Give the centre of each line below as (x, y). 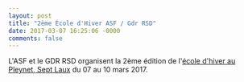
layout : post (30, 16)
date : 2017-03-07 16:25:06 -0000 (64, 31)
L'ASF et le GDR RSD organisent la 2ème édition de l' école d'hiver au (122, 61)
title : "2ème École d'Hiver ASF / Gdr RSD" (83, 23)
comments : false (35, 38)
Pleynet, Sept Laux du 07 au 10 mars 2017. (78, 70)
